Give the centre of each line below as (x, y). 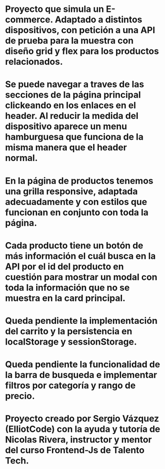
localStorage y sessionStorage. (71, 341)
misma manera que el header (66, 148)
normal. (22, 158)
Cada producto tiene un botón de (74, 245)
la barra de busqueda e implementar (81, 375)
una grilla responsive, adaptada (71, 191)
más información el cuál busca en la (81, 256)
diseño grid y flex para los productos (82, 51)
